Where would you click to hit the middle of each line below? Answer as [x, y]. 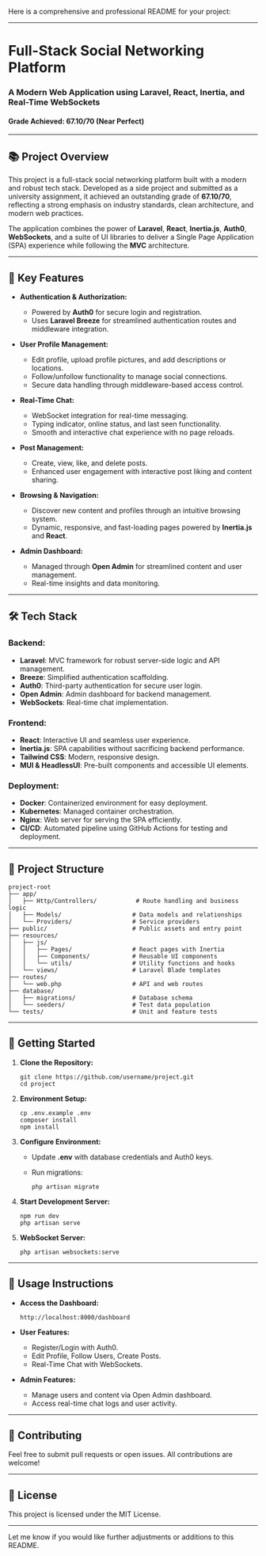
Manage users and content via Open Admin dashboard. [122, 1395]
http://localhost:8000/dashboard [75, 1317]
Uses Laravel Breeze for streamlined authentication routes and [134, 321]
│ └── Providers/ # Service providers [104, 922]
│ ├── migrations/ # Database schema [101, 998]
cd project [38, 1084]
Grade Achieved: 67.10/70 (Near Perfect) [76, 121]
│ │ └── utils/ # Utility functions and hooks [122, 964]
